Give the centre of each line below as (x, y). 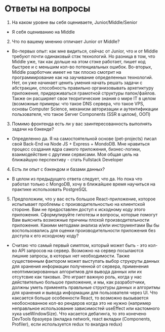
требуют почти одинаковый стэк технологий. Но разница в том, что (83, 56)
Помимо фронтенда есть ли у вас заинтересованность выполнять (82, 124)
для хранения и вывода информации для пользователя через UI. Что (85, 292)
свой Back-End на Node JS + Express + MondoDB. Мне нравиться (81, 143)
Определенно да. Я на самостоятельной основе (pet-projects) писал (84, 139)
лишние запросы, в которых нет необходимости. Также (71, 256)
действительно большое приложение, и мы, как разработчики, (79, 282)
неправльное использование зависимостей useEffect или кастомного (86, 308)
